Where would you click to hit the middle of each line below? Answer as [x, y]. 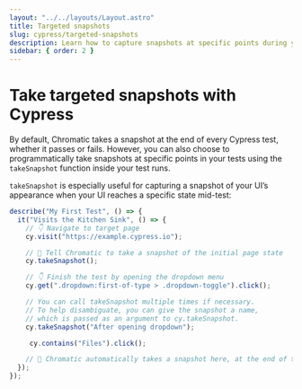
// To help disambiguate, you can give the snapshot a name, [142, 310]
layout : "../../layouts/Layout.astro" [82, 18]
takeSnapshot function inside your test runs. [90, 168]
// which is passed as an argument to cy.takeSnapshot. [133, 318]
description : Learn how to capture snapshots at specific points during [148, 43]
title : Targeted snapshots [60, 26]
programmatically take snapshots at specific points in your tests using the [146, 159]
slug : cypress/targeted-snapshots [74, 34]
